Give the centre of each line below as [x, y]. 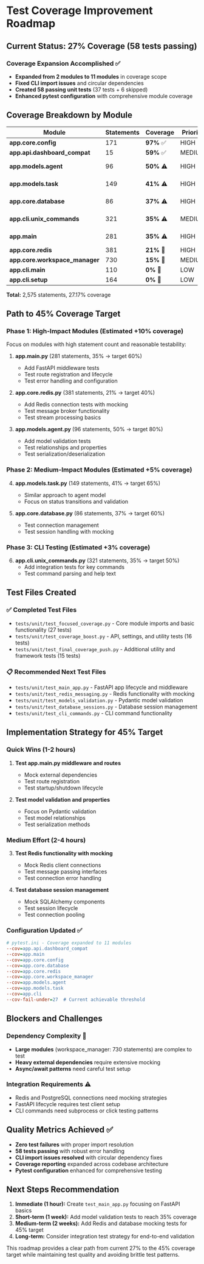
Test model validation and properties [63, 799]
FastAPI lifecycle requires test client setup [67, 1104]
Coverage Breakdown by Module [69, 115]
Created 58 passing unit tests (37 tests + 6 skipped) [81, 90]
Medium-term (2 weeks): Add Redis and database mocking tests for [101, 1223]
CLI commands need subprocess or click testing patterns [87, 1110]
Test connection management [61, 525]
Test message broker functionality [67, 411]
